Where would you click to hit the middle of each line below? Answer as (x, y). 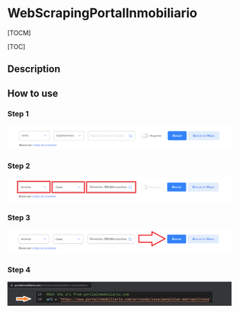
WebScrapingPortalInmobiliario (102, 13)
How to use (33, 93)
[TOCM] (19, 33)
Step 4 (19, 270)
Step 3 (19, 217)
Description (34, 69)
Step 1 (18, 113)
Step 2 (19, 165)
